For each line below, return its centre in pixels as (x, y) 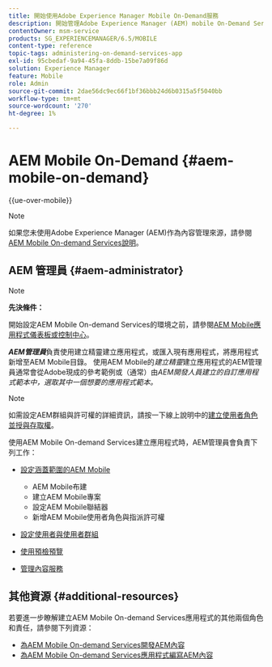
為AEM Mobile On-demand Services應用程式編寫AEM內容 (117, 655)
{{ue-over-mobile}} (40, 200)
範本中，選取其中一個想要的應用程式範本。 (86, 382)
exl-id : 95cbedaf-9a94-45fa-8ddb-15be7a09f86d (88, 61)
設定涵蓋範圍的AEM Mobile (65, 469)
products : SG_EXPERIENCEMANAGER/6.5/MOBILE (83, 38)
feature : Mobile (36, 76)
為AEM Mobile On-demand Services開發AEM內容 (102, 644)
